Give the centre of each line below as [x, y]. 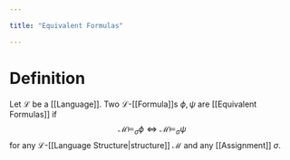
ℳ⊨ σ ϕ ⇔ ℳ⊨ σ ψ [152, 130]
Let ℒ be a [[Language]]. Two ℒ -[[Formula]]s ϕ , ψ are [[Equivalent [133, 104]
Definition [48, 78]
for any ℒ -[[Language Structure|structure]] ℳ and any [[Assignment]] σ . [145, 146]
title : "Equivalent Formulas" [67, 25]
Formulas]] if [33, 114]
